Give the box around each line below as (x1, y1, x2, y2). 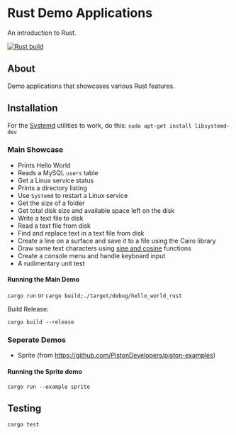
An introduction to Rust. (7, 28, 77, 37)
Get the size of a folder (17, 199, 85, 207)
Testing (7, 402, 42, 414)
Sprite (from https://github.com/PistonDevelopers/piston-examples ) (17, 351, 216, 360)
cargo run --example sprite (7, 383, 91, 390)
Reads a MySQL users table (17, 168, 99, 177)
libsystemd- (194, 122, 230, 129)
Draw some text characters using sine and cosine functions (17, 243, 191, 253)
